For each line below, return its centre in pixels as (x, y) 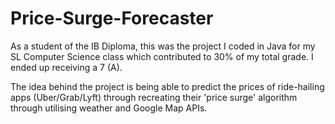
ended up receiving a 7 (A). (66, 67)
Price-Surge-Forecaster (112, 18)
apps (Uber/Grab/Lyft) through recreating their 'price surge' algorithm (154, 97)
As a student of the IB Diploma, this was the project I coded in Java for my (163, 46)
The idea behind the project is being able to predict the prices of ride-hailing (167, 86)
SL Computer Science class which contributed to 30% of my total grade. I (162, 56)
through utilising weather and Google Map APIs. (109, 108)
